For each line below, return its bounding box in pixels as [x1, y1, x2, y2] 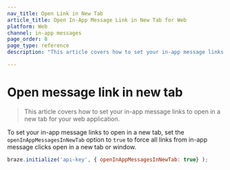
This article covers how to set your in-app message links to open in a [23, 107, 221, 115]
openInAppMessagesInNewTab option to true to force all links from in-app [7, 135, 208, 144]
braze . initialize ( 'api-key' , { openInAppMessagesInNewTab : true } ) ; [7, 156, 209, 163]
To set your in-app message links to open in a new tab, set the [7, 128, 184, 136]
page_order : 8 [7, 36, 48, 43]
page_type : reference [7, 42, 70, 49]
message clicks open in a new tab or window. [7, 142, 137, 151]
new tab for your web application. [23, 115, 120, 123]
